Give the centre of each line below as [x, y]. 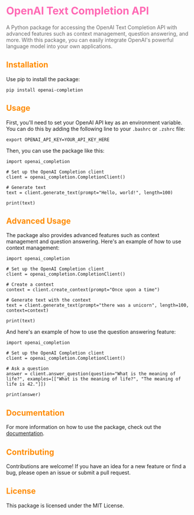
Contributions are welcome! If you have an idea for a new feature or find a [96, 466]
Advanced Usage [38, 221]
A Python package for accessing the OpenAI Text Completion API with [92, 27]
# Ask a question [28, 369]
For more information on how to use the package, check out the [84, 427]
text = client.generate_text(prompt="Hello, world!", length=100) [90, 193]
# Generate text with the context [49, 300]
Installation [27, 65]
